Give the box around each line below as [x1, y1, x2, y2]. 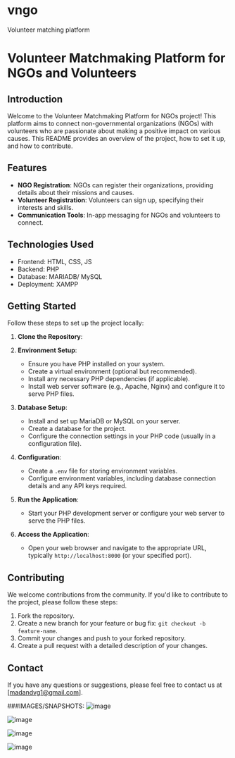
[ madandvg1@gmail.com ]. [7, 688, 83, 696]
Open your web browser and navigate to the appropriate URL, [27, 544, 207, 552]
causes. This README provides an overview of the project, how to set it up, [7, 134, 227, 142]
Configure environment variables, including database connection [27, 474, 217, 483]
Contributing [7, 571, 65, 583]
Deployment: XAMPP [17, 280, 79, 288]
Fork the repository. [17, 611, 75, 620]
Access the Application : [17, 530, 89, 539]
